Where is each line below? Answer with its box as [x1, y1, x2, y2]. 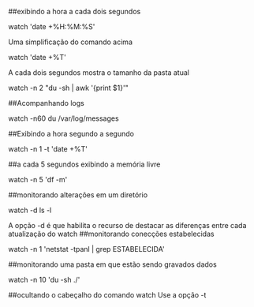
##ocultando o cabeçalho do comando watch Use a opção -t [8, 290, 207, 299]
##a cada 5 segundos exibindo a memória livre [8, 159, 161, 169]
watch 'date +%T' [8, 53, 67, 62]
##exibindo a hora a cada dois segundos [8, 7, 141, 16]
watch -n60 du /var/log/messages [8, 114, 120, 123]
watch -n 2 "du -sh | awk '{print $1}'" [8, 83, 129, 92]
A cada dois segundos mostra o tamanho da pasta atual [8, 68, 189, 77]
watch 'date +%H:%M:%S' [8, 22, 95, 31]
